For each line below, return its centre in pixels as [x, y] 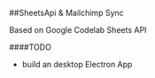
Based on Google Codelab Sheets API [78, 30]
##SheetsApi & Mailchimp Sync [66, 13]
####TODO [30, 47]
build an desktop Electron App [77, 64]
